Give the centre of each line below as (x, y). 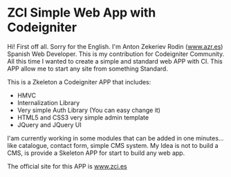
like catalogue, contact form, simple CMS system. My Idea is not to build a (113, 145)
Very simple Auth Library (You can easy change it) (89, 110)
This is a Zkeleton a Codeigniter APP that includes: (79, 82)
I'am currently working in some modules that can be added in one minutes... (115, 138)
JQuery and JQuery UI (49, 124)
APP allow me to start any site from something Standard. (87, 68)
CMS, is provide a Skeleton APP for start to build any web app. (96, 153)
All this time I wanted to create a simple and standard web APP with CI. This (115, 61)
